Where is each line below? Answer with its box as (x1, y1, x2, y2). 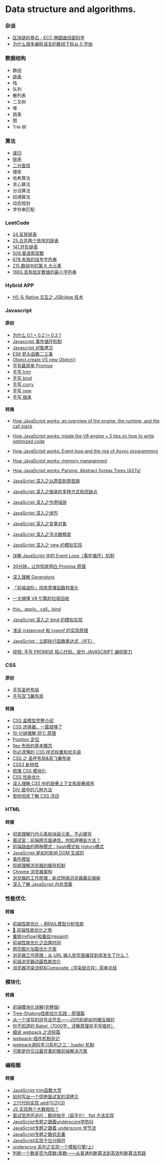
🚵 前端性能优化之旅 (12, 927, 52, 933)
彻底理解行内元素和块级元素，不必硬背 (12, 831, 92, 837)
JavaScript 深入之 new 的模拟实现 (12, 542, 83, 548)
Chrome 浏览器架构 (12, 868, 53, 875)
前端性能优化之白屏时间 (12, 939, 61, 945)
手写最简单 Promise (12, 362, 53, 368)
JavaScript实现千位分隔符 (12, 1137, 66, 1143)
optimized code (12, 438, 45, 444)
